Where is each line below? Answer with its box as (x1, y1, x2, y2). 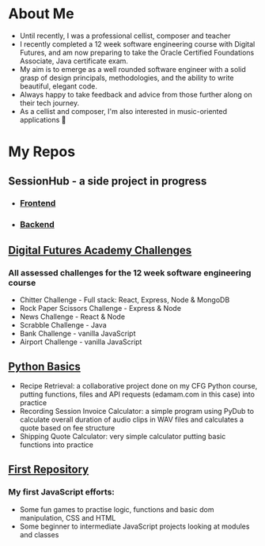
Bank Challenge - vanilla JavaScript (19, 329, 136, 339)
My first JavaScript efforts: (8, 487, 115, 498)
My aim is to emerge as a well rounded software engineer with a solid (19, 64, 247, 74)
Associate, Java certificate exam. (19, 56, 129, 66)
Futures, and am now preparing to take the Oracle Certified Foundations (19, 47, 255, 57)
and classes (19, 529, 59, 539)
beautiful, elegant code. (19, 81, 97, 91)
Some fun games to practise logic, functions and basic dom (19, 504, 214, 514)
